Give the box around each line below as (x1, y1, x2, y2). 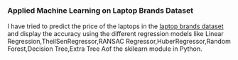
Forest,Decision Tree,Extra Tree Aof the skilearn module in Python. (7, 44, 202, 53)
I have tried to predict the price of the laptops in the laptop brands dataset (7, 22, 224, 30)
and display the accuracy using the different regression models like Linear (7, 29, 224, 37)
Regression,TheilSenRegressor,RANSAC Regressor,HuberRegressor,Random (7, 37, 231, 45)
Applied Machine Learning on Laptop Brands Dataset (7, 6, 194, 16)
